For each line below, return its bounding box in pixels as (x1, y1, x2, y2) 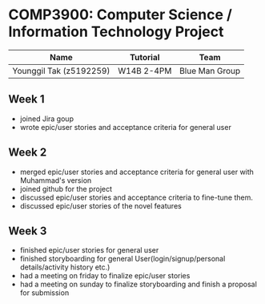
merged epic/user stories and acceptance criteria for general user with (19, 167, 255, 176)
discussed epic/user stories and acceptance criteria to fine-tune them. (19, 193, 254, 202)
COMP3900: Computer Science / (8, 6, 232, 24)
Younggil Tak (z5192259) (12, 65, 110, 76)
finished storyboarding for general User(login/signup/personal (19, 254, 226, 264)
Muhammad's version (19, 175, 92, 185)
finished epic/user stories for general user (19, 245, 159, 255)
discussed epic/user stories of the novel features (19, 201, 182, 210)
